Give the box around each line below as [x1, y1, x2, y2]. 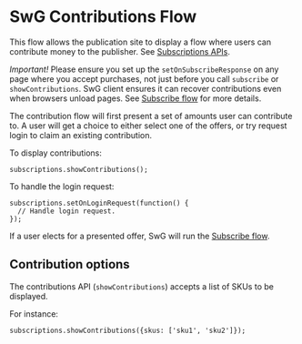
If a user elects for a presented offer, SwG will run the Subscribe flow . [9, 230, 270, 241]
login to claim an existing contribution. [9, 129, 153, 140]
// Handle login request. [17, 207, 116, 216]
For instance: [9, 308, 59, 319]
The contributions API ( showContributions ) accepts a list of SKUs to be [9, 280, 275, 292]
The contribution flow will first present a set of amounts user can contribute [9, 110, 293, 121]
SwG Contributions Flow [9, 6, 197, 27]
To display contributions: [9, 147, 103, 158]
